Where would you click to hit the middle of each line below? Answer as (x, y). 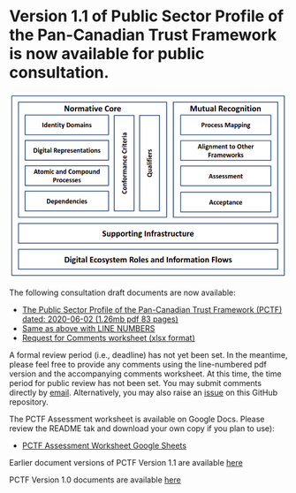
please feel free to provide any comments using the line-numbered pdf (138, 365)
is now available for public (107, 54)
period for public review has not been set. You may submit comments (136, 383)
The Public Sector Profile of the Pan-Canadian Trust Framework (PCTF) (152, 310)
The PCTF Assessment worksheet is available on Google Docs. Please (137, 419)
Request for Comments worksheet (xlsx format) (109, 338)
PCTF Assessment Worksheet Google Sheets (104, 446)
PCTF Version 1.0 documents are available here (95, 480)
